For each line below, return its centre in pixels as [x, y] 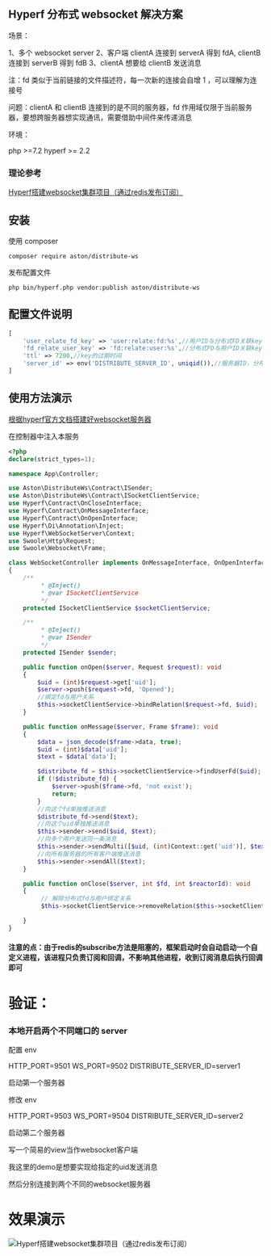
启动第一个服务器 [37, 1082]
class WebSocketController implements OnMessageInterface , [110, 563]
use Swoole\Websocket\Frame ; [57, 548]
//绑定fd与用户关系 [66, 697]
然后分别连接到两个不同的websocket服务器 [79, 1184]
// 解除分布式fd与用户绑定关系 [86, 899]
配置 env [23, 1049]
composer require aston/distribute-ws [73, 256]
